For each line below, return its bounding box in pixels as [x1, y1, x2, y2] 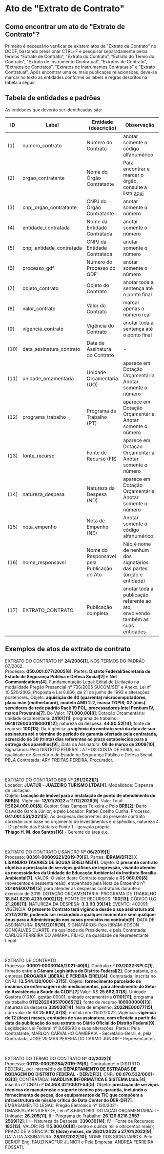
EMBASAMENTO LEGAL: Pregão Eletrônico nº [5, 1102, 98, 1108]
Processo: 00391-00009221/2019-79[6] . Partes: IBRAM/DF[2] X [5, 854, 138, 860]
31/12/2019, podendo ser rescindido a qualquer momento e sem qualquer [5, 911, 157, 917]
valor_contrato [22, 305, 56, 312]
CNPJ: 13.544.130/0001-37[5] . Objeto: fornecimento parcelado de [5, 978, 142, 984]
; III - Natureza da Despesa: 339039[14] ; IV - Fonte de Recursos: [23, 1118, 155, 1124]
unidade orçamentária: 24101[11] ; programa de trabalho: [5, 715, 118, 721]
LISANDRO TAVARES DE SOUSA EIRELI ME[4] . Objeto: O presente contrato [5, 859, 158, 865]
